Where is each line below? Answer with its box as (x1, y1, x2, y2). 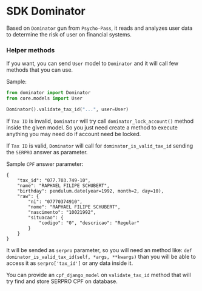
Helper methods (6, 46, 55, 54)
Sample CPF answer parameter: (6, 160, 84, 168)
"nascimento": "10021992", (28, 209, 96, 215)
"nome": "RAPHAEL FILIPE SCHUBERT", (28, 204, 121, 210)
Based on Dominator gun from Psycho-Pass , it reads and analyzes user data (6, 24, 193, 32)
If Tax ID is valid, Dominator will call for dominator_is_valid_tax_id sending (6, 142, 194, 149)
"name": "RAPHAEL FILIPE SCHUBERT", (17, 182, 110, 189)
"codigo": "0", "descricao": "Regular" (38, 220, 140, 226)
